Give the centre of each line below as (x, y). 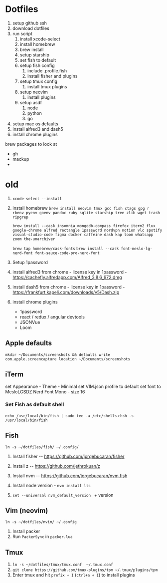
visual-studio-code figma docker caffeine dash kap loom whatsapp (83, 235)
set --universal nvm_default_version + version (63, 495)
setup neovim (34, 92)
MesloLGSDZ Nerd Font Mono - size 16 (45, 392)
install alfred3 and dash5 (38, 129)
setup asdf (31, 102)
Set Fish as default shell (35, 404)
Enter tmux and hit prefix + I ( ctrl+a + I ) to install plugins (74, 575)
